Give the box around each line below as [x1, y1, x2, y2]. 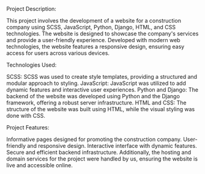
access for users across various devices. [6, 49, 110, 57]
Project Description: [6, 5, 57, 12]
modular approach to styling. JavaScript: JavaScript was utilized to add [6, 79, 187, 87]
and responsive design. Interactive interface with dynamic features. [27, 142, 197, 149]
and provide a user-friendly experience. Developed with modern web [6, 37, 181, 43]
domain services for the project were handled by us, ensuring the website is [6, 155, 198, 162]
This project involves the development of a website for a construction [6, 17, 182, 24]
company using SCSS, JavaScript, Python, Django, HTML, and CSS [6, 24, 176, 31]
